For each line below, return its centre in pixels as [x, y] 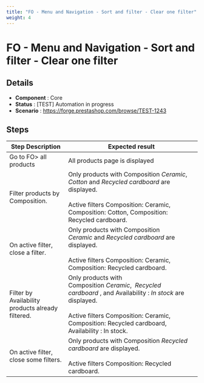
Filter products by [34, 193]
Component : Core [39, 97]
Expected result [131, 147]
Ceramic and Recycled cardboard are [121, 238]
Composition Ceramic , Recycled [114, 285]
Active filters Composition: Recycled [120, 364]
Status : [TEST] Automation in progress [64, 104]
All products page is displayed [111, 160]
